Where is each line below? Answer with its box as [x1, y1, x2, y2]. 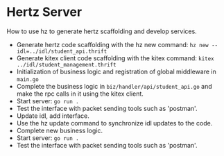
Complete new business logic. [16, 126, 103, 135]
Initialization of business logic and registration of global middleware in [16, 67, 216, 76]
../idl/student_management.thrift [16, 61, 117, 68]
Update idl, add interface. [16, 112, 89, 120]
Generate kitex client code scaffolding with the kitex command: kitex [16, 53, 214, 62]
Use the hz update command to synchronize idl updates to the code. [16, 119, 213, 127]
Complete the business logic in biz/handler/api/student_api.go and [16, 82, 212, 90]
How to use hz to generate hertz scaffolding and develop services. [6, 27, 197, 35]
